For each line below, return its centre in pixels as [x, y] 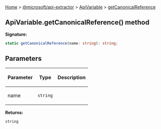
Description [72, 77]
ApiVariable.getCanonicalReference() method [77, 22]
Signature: [16, 34]
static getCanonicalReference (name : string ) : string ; [62, 43]
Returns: [14, 112]
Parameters [23, 59]
